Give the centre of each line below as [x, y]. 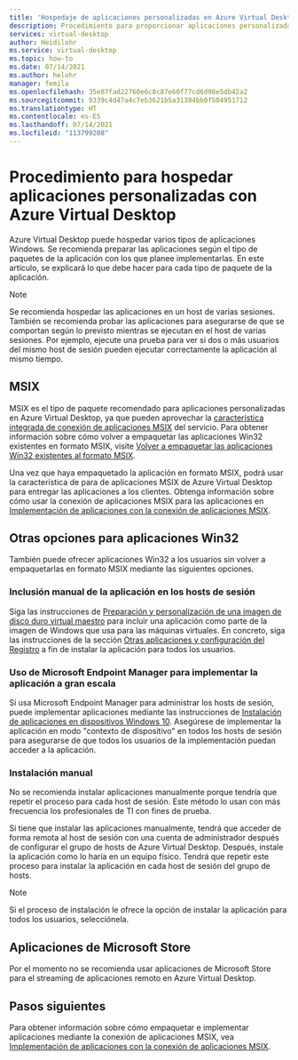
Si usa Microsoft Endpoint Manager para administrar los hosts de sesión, [142, 703]
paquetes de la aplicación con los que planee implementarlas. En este [137, 258]
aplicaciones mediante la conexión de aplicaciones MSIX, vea [122, 1037]
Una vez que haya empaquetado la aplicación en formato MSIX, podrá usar [146, 473]
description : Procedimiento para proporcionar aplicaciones [123, 26]
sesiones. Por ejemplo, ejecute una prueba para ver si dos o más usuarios [144, 339]
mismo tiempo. [36, 359]
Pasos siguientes [58, 1006]
